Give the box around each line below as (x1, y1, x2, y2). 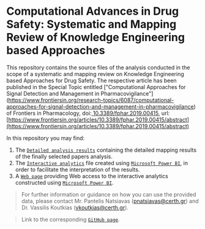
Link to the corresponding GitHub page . (21, 215, 120, 223)
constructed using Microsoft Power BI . (15, 179, 114, 186)
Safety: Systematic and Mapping (6, 17, 177, 31)
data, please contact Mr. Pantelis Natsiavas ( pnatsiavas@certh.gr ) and (21, 197, 199, 204)
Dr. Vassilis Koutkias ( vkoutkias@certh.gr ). (21, 204, 129, 211)
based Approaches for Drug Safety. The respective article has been (6, 77, 177, 84)
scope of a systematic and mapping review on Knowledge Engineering (6, 70, 185, 77)
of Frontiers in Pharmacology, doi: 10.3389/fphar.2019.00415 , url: (6, 109, 170, 117)
